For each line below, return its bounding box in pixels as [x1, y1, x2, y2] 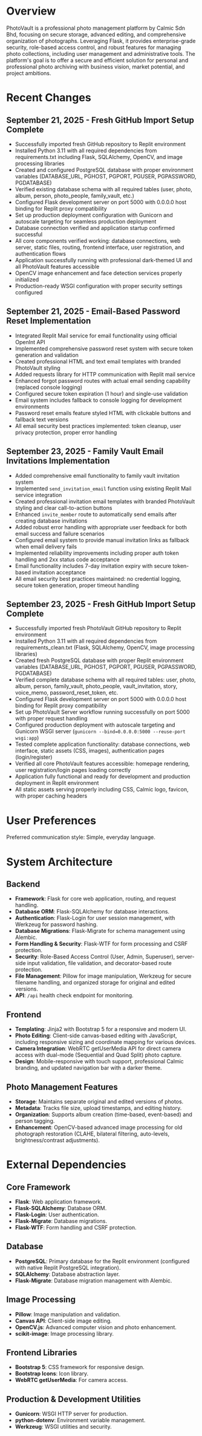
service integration [15, 491, 62, 498]
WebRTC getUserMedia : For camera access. [15, 1377, 128, 1384]
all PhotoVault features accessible [15, 263, 100, 270]
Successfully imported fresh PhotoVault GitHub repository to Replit [15, 625, 181, 632]
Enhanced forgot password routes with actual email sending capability [15, 377, 191, 384]
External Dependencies [6, 1158, 126, 1172]
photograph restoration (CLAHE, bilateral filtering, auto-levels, [15, 1130, 170, 1137]
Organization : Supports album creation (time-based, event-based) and [15, 1111, 192, 1118]
